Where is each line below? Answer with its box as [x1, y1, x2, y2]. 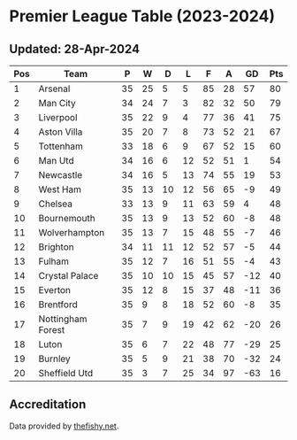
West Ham [38, 183, 82, 196]
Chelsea [38, 197, 73, 210]
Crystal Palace [38, 270, 99, 282]
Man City [38, 97, 77, 109]
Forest [38, 324, 65, 336]
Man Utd [38, 155, 74, 166]
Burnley [38, 352, 71, 365]
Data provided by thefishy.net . [9, 421, 119, 431]
